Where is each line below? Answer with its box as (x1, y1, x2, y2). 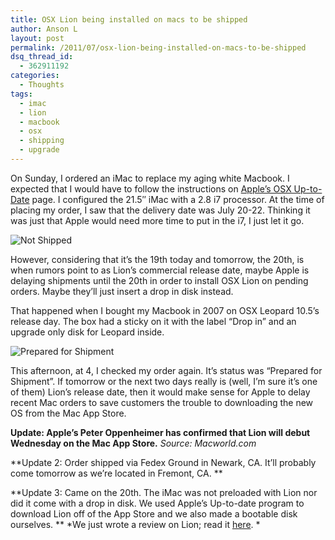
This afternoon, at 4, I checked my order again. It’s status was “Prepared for (10, 364, 323, 376)
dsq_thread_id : (10, 52, 74, 62)
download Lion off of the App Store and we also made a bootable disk (10, 507, 298, 520)
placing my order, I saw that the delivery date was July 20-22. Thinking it (10, 204, 311, 216)
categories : (10, 71, 60, 81)
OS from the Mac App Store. (10, 407, 127, 419)
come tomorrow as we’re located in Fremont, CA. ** (10, 467, 223, 479)
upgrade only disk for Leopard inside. (10, 326, 165, 338)
